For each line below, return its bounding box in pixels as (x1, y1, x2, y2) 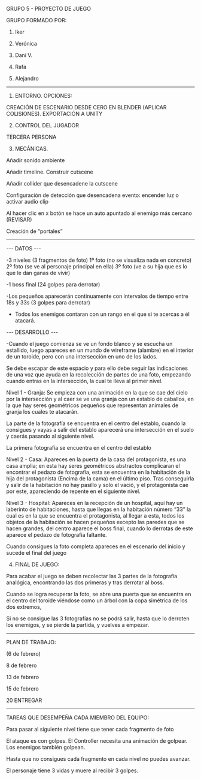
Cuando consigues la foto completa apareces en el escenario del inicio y (6, 543, 185, 550)
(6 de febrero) (6, 650, 41, 657)
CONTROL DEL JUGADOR (14, 122, 80, 128)
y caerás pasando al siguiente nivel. (6, 432, 95, 440)
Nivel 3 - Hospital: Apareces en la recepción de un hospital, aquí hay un (6, 500, 183, 506)
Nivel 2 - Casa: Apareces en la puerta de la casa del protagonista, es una (6, 456, 187, 463)
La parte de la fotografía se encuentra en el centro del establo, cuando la (6, 420, 186, 427)
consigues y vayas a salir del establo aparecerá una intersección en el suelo (6, 426, 194, 433)
